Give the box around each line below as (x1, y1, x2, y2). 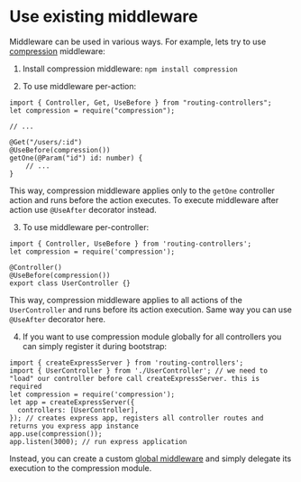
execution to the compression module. (9, 462, 152, 473)
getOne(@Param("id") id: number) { (9, 153, 143, 162)
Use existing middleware (9, 6, 198, 27)
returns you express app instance (9, 422, 140, 431)
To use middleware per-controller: (22, 221, 150, 232)
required (9, 382, 42, 391)
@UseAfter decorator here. (9, 313, 106, 324)
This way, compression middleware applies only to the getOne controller (9, 185, 275, 196)
